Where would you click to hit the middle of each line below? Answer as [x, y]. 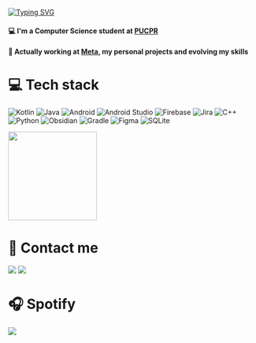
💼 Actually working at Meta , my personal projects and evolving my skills [128, 52]
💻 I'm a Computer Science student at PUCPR [83, 31]
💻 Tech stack [54, 85]
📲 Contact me [53, 248]
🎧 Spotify [42, 304]
